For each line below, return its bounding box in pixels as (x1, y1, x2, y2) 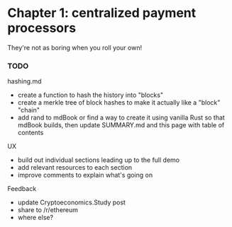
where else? (17, 214, 54, 222)
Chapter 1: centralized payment (7, 5, 197, 21)
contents (17, 129, 44, 137)
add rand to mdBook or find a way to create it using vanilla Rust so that (17, 113, 225, 122)
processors (7, 20, 77, 36)
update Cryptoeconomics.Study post (17, 198, 126, 206)
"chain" (17, 106, 40, 115)
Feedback (7, 185, 37, 193)
